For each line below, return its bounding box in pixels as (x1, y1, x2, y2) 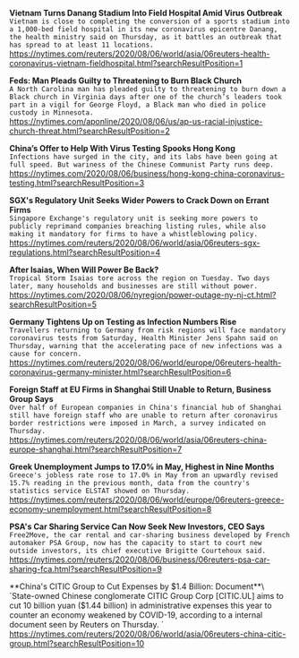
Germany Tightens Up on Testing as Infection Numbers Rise (9, 317, 237, 327)
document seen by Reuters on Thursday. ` (9, 620, 164, 629)
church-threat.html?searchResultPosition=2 (9, 125, 170, 136)
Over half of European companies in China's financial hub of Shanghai (9, 403, 282, 412)
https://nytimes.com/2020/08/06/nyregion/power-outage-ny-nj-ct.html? (9, 290, 277, 300)
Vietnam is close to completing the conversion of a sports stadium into (9, 17, 291, 26)
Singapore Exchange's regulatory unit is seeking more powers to (9, 214, 258, 223)
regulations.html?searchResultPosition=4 (9, 247, 161, 258)
